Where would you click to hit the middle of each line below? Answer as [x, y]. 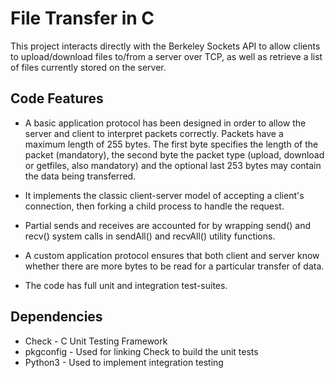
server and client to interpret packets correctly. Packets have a [154, 133]
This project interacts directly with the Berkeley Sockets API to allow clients [165, 46]
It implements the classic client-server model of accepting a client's [164, 195]
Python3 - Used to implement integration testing [124, 362]
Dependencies [56, 317]
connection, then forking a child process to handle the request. [154, 206]
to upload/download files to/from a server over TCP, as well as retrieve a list [166, 56]
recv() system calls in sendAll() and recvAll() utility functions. [150, 236]
